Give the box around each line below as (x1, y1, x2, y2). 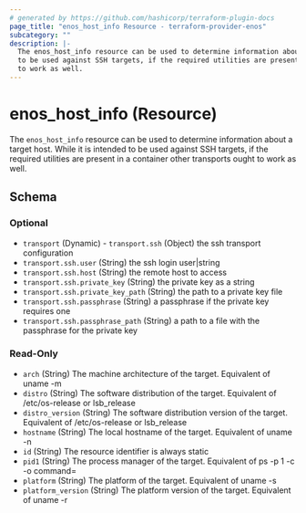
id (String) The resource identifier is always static (22, 445, 209, 456)
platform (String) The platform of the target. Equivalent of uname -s (22, 475, 277, 486)
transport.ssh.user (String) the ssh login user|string (22, 256, 220, 267)
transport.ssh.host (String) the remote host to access (22, 267, 228, 277)
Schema (9, 189, 57, 205)
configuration (22, 247, 74, 258)
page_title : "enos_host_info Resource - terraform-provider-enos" (9, 22, 267, 31)
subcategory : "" (9, 30, 71, 39)
